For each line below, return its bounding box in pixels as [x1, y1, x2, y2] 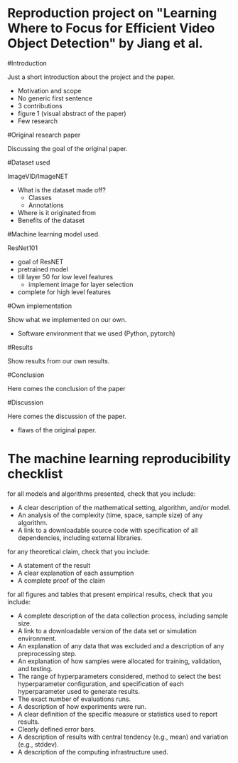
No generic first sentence [17, 94, 93, 103]
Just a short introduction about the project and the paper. [7, 73, 175, 81]
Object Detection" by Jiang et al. [7, 36, 204, 51]
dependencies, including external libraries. [17, 533, 143, 542]
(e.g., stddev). [17, 739, 59, 749]
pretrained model [17, 265, 69, 274]
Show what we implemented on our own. [7, 315, 127, 323]
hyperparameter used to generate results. [17, 687, 141, 695]
